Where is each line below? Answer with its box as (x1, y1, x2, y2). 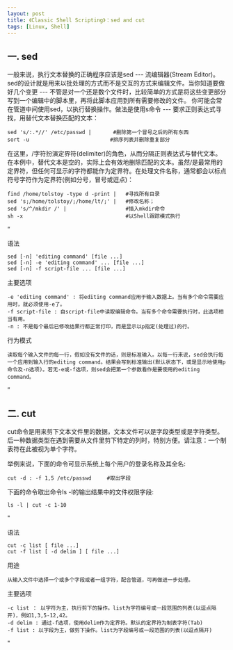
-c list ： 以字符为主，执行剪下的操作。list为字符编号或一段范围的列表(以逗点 (7, 605, 211, 612)
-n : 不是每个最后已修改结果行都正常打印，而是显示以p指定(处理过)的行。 (7, 323, 193, 330)
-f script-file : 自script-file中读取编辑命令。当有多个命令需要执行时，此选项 (7, 309, 219, 316)
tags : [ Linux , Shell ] (7, 23, 70, 30)
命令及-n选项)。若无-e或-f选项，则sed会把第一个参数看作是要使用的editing (7, 366, 200, 373)
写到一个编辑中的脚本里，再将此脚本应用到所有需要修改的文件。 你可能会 (7, 97, 216, 105)
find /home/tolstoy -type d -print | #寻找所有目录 (7, 190, 160, 198)
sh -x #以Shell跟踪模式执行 (7, 213, 181, 220)
